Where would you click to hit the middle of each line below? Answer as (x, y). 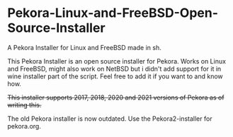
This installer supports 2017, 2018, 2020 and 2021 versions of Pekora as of (116, 97)
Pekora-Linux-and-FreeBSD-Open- (113, 13)
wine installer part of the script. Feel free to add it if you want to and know (115, 76)
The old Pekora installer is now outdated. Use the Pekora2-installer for (110, 119)
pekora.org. (24, 126)
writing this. (24, 105)
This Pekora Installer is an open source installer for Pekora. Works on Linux (117, 61)
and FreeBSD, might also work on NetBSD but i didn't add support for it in (114, 68)
